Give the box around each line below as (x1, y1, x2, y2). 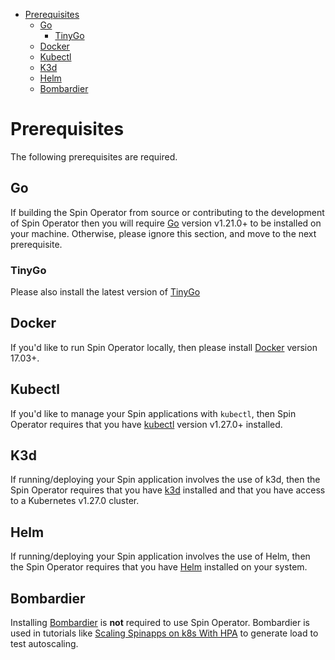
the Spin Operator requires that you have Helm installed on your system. (10, 561, 308, 573)
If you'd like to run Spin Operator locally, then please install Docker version (10, 341, 318, 353)
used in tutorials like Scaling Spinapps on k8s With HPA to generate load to (10, 627, 319, 639)
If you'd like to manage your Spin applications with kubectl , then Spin (10, 407, 297, 419)
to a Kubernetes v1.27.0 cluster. (10, 495, 140, 507)
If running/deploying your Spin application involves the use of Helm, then (10, 550, 311, 563)
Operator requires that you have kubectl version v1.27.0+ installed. (10, 418, 283, 430)
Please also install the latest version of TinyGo (10, 286, 201, 298)
